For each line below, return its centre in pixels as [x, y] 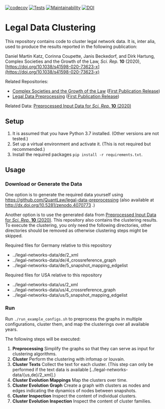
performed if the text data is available [50, 369]
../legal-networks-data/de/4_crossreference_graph [64, 260]
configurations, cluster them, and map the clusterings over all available [77, 324]
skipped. [14, 236]
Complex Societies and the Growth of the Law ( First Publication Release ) [86, 91]
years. [12, 329]
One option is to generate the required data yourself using [64, 195]
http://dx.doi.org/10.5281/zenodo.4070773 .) [50, 205]
